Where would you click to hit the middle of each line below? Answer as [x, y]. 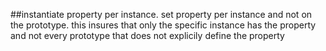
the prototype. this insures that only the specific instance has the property [163, 25]
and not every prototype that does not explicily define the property [147, 35]
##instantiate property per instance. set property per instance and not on [161, 14]
